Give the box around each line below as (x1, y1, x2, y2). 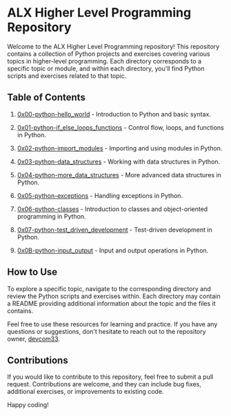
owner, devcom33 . (7, 335, 61, 343)
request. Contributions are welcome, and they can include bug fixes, (7, 380, 202, 388)
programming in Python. (17, 212, 86, 220)
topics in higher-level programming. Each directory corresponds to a (7, 57, 202, 65)
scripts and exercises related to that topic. (7, 71, 127, 80)
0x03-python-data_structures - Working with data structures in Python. (17, 157, 221, 166)
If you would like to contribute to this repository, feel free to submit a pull (7, 373, 214, 381)
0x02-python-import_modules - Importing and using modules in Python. (17, 143, 223, 152)
